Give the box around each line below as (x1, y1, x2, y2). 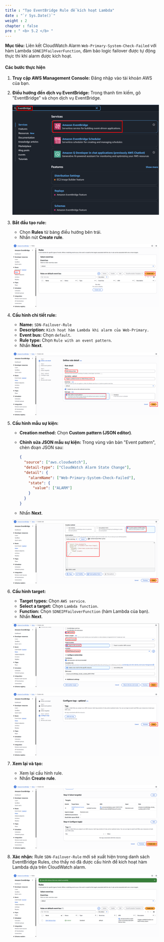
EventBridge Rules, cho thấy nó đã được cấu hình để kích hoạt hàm (12, 859, 147, 865)
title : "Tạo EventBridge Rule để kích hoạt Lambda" (5, 8, 115, 13)
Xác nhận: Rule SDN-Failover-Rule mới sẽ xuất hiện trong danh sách (12, 854, 150, 860)
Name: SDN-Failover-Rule (19, 322, 72, 327)
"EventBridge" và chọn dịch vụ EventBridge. (12, 95, 101, 101)
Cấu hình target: (12, 589, 46, 595)
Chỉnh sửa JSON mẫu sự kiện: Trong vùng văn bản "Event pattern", (19, 439, 156, 446)
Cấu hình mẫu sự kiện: (12, 421, 59, 426)
